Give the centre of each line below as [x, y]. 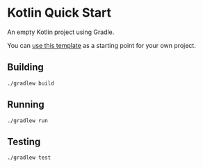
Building [25, 67]
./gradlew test [29, 158]
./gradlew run [28, 120]
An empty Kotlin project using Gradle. [61, 32]
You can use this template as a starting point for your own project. [101, 45]
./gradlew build [31, 83]
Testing [24, 141]
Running [26, 104]
